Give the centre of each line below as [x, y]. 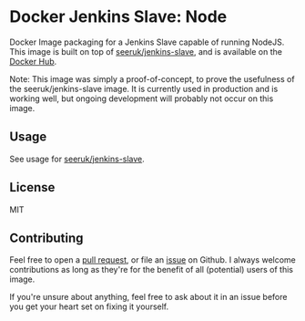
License [32, 187]
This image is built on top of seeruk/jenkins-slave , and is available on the [146, 51]
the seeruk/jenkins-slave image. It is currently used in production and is [144, 88]
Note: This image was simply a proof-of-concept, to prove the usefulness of [152, 78]
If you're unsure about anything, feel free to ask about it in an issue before [148, 297]
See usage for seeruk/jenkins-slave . [77, 159]
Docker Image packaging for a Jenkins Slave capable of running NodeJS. [147, 42]
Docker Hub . [33, 61]
